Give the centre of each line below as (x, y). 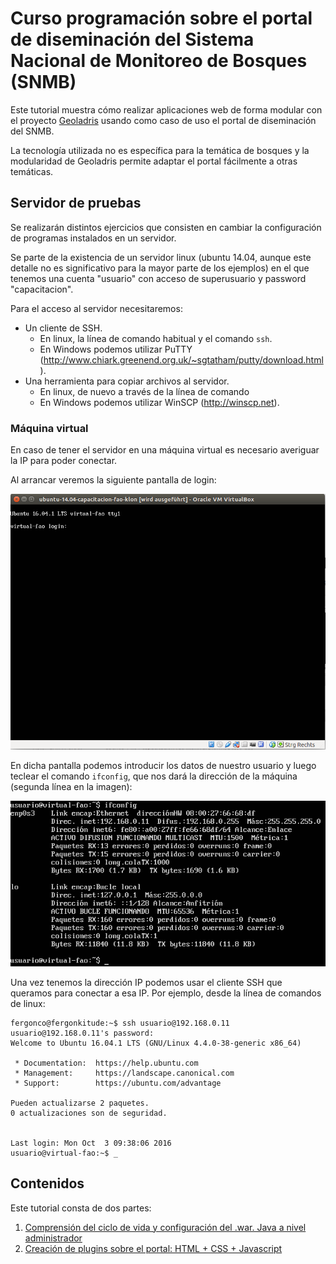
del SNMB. (32, 131)
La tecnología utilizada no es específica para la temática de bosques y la (160, 150)
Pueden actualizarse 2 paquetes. (80, 1103)
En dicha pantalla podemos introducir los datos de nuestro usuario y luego (163, 766)
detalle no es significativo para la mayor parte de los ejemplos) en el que (160, 268)
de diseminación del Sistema (132, 39)
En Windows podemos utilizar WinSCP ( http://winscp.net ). (159, 402)
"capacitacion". (42, 289)
